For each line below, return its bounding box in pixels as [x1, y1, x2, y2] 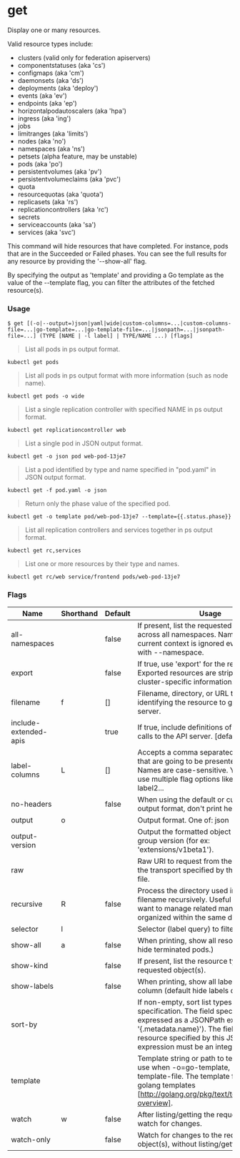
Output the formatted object [137, 827, 231, 837]
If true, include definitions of [137, 722, 232, 732]
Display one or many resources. [7, 26, 101, 34]
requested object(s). [137, 965, 206, 975]
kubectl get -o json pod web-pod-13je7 [7, 453, 126, 460]
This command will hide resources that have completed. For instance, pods [7, 241, 229, 250]
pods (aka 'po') [17, 159, 63, 168]
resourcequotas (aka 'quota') [17, 190, 104, 198]
